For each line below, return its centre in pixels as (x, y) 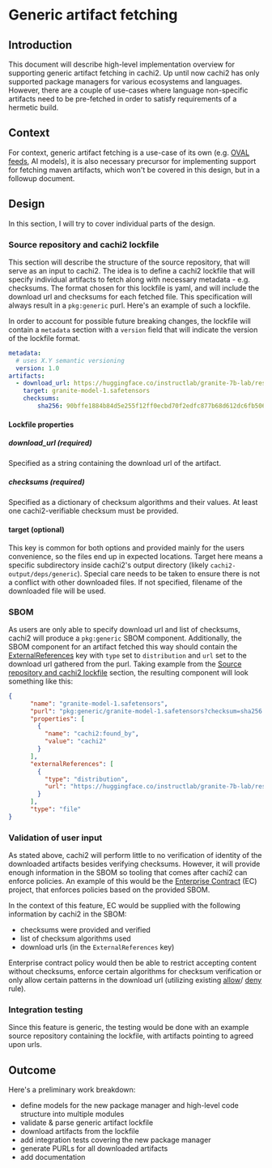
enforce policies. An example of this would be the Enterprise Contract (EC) (133, 881)
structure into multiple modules (72, 1114)
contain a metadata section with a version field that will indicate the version (133, 330)
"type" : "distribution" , (86, 779)
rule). (17, 989)
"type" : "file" (55, 809)
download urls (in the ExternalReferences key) (97, 947)
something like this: (41, 681)
